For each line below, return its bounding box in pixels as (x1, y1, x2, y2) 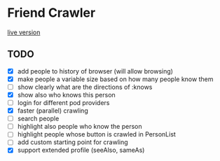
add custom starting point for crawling (17, 138, 128, 146)
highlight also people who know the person (17, 122, 142, 131)
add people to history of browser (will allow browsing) (17, 66, 174, 75)
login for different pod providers (17, 99, 110, 106)
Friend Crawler (7, 5, 96, 21)
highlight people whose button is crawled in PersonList (17, 130, 177, 139)
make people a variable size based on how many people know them (17, 75, 214, 83)
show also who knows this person (17, 90, 116, 99)
